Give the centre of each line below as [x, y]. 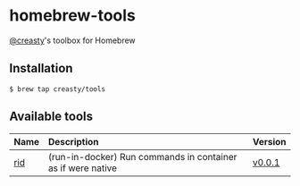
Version [269, 141]
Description [74, 141]
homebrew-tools [72, 16]
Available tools [51, 117]
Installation [41, 68]
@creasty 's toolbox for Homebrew [72, 40]
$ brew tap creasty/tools [57, 89]
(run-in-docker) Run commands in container [142, 156]
